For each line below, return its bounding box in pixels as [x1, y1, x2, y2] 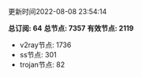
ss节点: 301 [19, 50, 57, 59]
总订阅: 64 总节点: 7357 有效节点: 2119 [8, 24, 134, 33]
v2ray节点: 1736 [19, 40, 72, 49]
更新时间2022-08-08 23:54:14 [8, 7, 107, 16]
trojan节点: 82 [19, 60, 65, 69]
